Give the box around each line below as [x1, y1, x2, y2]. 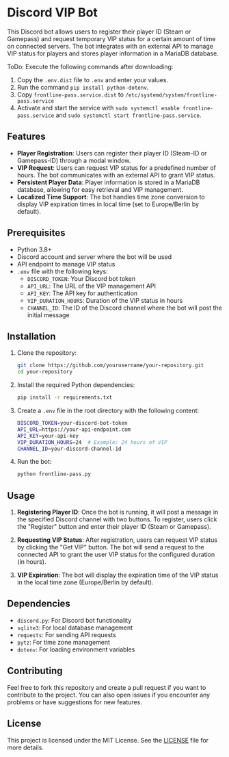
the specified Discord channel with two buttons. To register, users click [16, 515, 217, 523]
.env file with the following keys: [16, 267, 108, 275]
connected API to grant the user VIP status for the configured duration [16, 550, 215, 559]
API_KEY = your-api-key [16, 432, 79, 439]
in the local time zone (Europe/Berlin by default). [16, 578, 154, 586]
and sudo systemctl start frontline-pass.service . [55, 111, 202, 119]
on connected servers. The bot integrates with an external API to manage [7, 42, 214, 50]
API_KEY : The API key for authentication [27, 289, 138, 297]
